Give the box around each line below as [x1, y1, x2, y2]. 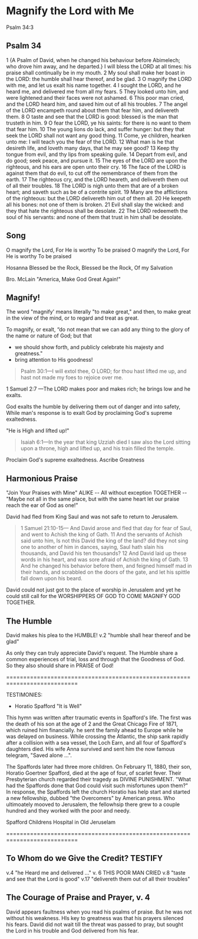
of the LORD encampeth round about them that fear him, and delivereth [6, 106, 179, 113]
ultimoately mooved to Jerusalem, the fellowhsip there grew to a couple [6, 801, 180, 808]
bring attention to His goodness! [14, 356, 93, 363]
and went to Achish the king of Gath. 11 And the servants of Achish [20, 531, 183, 538]
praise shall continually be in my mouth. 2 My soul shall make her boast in [6, 69, 185, 76]
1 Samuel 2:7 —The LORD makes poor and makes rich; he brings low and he [6, 385, 190, 392]
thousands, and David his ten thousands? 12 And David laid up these [20, 550, 187, 557]
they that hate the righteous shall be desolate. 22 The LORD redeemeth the [6, 207, 189, 214]
